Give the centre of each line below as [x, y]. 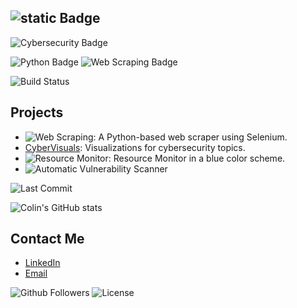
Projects [37, 112]
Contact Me [47, 239]
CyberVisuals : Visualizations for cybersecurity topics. [135, 147]
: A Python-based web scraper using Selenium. [190, 137]
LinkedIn [42, 263]
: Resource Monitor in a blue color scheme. [197, 158]
